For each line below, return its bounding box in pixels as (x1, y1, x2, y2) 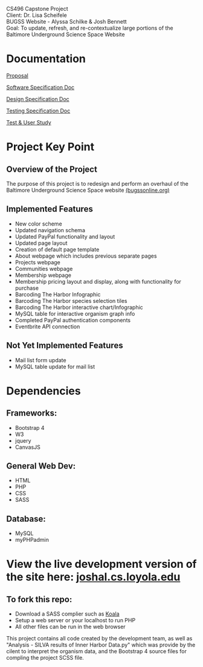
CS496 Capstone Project (6, 5, 68, 12)
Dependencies (6, 384, 81, 398)
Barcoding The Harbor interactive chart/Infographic (14, 304, 143, 311)
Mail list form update (14, 356, 66, 363)
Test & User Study (6, 119, 51, 126)
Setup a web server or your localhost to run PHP (14, 617, 136, 624)
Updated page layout (14, 239, 68, 247)
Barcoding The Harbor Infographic (14, 290, 101, 298)
